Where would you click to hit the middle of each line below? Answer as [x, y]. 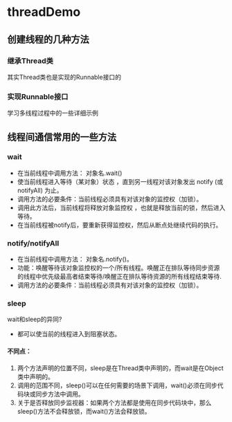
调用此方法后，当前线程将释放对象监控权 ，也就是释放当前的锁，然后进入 [121, 208]
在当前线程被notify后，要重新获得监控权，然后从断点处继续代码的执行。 [119, 225]
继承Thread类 [30, 61]
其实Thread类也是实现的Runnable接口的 [64, 77]
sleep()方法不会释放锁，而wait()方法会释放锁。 [84, 411]
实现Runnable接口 [38, 96]
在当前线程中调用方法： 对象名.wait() [70, 173]
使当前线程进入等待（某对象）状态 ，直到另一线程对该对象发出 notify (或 [120, 181]
